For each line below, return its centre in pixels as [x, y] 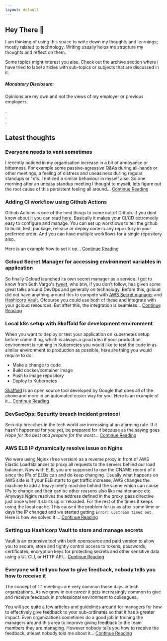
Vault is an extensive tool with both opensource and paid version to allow [80, 541]
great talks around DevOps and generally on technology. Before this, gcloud [83, 289]
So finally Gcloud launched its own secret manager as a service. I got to [79, 278]
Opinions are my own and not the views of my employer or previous [75, 96]
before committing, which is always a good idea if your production [73, 339]
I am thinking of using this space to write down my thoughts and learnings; [82, 42]
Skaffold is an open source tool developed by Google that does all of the [79, 390]
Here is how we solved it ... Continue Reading [52, 517]
